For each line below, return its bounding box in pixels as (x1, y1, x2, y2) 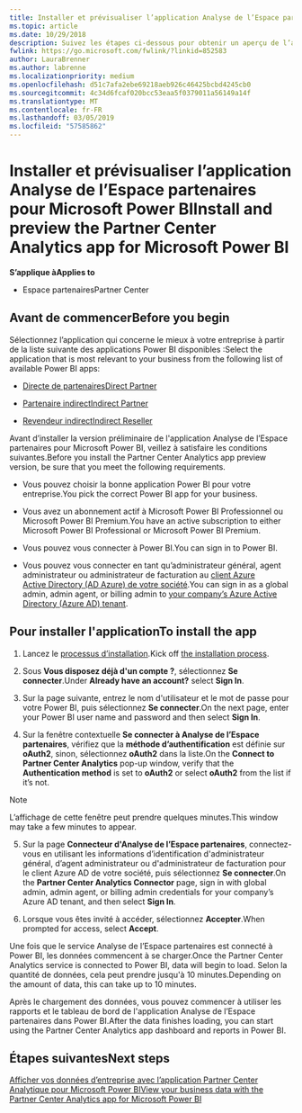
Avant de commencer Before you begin (9, 310, 230, 326)
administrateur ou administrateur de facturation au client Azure (22, 569, 256, 580)
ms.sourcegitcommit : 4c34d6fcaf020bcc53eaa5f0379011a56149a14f (9, 88, 252, 97)
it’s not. (22, 776, 49, 787)
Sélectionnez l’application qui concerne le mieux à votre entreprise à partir (9, 334, 285, 345)
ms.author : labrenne (9, 64, 87, 73)
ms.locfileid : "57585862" (9, 122, 106, 131)
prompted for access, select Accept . (22, 923, 159, 934)
